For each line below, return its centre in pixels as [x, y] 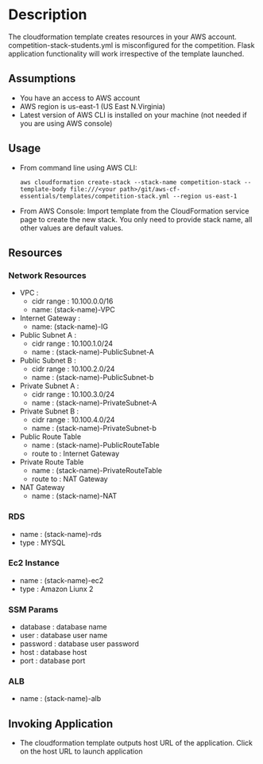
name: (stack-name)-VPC [73, 310]
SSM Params [33, 609]
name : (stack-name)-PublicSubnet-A [93, 352]
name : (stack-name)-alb [60, 699]
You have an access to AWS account [80, 98]
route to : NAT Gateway [70, 479]
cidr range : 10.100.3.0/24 [73, 394]
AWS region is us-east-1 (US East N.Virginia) [92, 106]
